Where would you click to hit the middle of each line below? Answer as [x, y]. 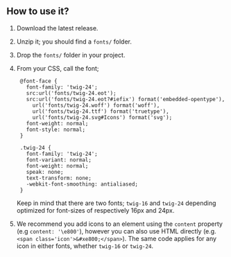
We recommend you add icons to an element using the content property [120, 224]
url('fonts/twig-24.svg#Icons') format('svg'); [102, 117]
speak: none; [45, 172]
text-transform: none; [59, 178]
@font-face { [38, 81]
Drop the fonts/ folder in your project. [71, 55]
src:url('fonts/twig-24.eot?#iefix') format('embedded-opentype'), [126, 99]
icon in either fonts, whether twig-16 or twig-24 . [85, 246]
